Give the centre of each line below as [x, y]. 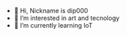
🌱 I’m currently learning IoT [53, 25]
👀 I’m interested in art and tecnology [67, 18]
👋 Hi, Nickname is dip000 [51, 11]
